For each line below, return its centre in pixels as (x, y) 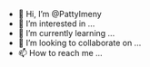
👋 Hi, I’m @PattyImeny (60, 14)
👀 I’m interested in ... (56, 24)
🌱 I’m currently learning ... (66, 33)
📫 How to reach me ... (60, 53)
